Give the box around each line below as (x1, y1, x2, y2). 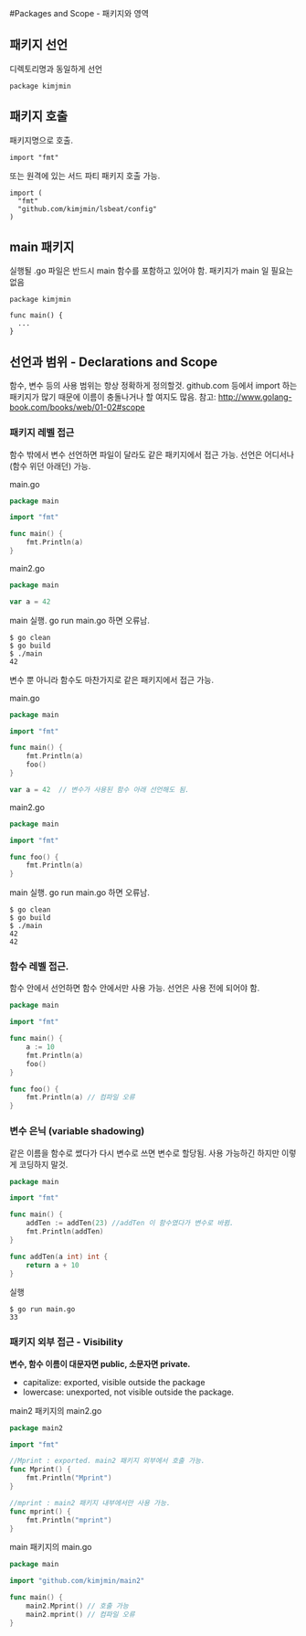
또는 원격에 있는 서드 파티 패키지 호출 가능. (9, 170, 161, 181)
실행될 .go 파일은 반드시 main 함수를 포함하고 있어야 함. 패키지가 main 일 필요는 (9, 265, 294, 276)
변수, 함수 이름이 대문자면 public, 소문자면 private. (9, 1358, 191, 1369)
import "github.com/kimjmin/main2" (9, 1577, 145, 1586)
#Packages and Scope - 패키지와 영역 (9, 8, 149, 18)
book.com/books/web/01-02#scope (9, 401, 145, 413)
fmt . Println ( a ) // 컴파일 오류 (26, 1093, 135, 1102)
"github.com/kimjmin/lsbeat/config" (17, 204, 157, 213)
